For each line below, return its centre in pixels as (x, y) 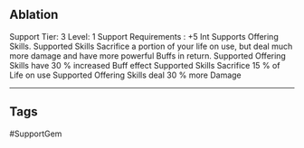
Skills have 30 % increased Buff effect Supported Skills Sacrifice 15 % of (145, 65)
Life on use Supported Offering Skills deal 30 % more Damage (125, 75)
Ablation (34, 15)
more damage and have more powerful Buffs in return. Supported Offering (148, 55)
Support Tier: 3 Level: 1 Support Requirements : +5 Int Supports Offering (144, 36)
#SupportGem (36, 134)
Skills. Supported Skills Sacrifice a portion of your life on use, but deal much (151, 46)
